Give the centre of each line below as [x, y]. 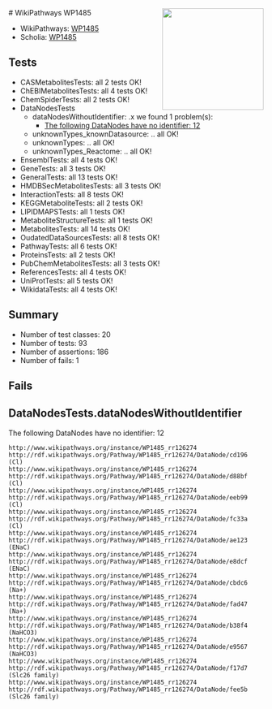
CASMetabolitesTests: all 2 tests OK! [81, 82]
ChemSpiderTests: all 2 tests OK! [75, 99]
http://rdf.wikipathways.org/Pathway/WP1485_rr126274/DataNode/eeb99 [128, 497]
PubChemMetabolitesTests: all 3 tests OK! [90, 263]
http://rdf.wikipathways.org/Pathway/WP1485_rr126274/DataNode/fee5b [128, 690]
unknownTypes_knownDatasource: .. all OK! [106, 134]
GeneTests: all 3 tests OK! [63, 168]
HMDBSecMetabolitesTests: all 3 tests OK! [91, 185]
